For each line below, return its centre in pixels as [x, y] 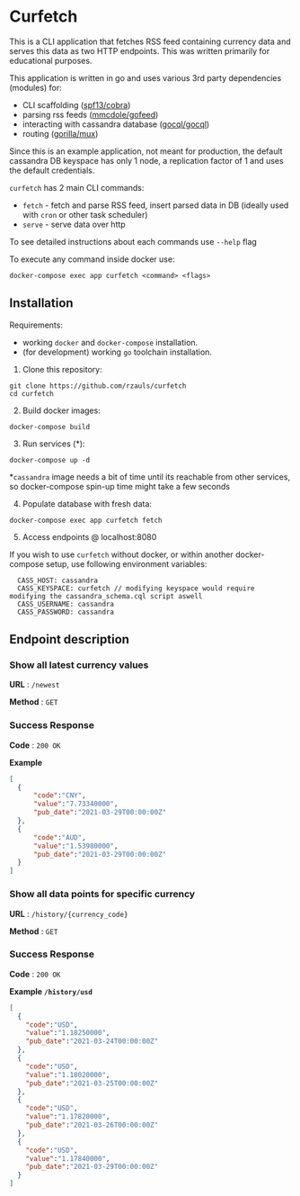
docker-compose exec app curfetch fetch [86, 520]
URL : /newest [35, 685]
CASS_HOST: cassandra [58, 580]
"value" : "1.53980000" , [75, 846]
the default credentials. [52, 170]
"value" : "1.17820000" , [68, 1117]
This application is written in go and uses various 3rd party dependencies [146, 77]
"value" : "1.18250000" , [68, 1033]
